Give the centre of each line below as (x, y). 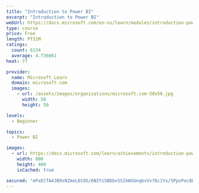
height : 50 (35, 105)
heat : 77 (17, 61)
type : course (22, 28)
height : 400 (31, 164)
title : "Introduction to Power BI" (50, 12)
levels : (16, 115)
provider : (18, 72)
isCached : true (36, 170)
